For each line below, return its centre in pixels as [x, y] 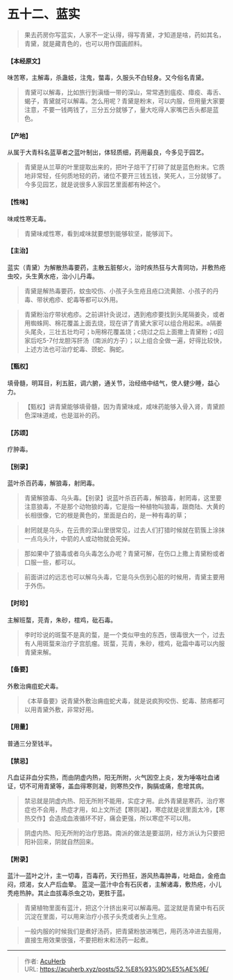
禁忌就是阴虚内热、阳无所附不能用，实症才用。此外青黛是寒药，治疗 [121, 801]
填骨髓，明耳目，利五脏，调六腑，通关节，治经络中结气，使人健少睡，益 [110, 383]
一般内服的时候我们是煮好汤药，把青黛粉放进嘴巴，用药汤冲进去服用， [124, 931]
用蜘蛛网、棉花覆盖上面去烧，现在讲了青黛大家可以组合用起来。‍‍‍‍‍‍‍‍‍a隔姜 [123, 323]
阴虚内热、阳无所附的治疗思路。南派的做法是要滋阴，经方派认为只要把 [124, 833]
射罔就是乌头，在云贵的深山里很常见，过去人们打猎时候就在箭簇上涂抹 [124, 530]
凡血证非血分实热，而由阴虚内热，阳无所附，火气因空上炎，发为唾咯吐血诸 [113, 778]
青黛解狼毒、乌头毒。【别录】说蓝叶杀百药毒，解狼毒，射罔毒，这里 [120, 498]
